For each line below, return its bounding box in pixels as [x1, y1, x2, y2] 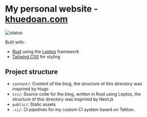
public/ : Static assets [12, 101, 56, 107]
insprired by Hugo [12, 86, 49, 92]
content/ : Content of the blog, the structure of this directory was [12, 81, 143, 86]
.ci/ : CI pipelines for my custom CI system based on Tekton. [12, 106, 135, 112]
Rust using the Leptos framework [12, 49, 79, 54]
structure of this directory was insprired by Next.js [12, 96, 114, 102]
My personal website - [5, 3, 98, 15]
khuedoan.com [5, 14, 68, 25]
